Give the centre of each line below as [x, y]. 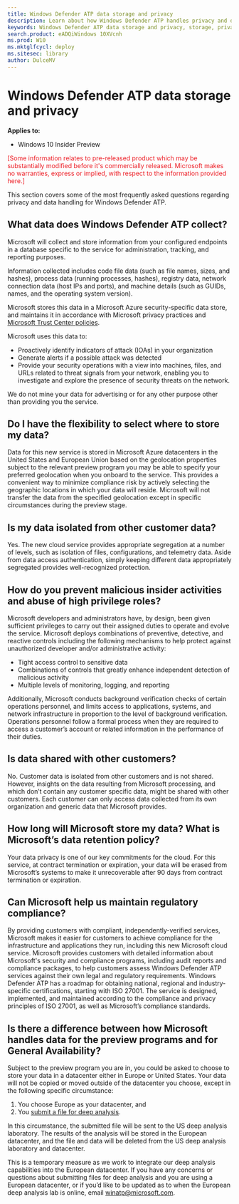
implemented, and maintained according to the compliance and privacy [112, 999]
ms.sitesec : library [38, 54]
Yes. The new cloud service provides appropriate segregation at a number [116, 545]
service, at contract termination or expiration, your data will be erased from [117, 865]
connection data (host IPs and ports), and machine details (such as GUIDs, [117, 286]
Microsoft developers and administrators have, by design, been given [109, 618]
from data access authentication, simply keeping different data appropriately [119, 560]
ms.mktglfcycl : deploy [41, 47]
